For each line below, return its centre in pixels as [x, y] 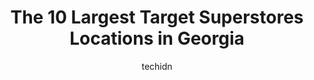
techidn [157, 66]
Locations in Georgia [157, 38]
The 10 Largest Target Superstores [157, 17]
